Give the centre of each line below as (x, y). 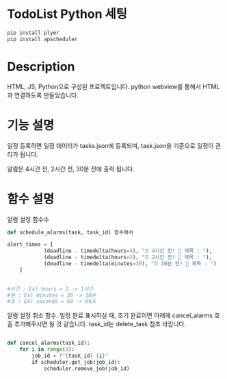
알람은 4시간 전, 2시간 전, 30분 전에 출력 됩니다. (71, 169)
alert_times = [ (30, 245)
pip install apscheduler (42, 39)
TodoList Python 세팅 (67, 14)
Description (41, 66)
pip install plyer (33, 33)
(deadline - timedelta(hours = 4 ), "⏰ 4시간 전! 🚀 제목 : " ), (128, 251)
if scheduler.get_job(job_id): (76, 362)
